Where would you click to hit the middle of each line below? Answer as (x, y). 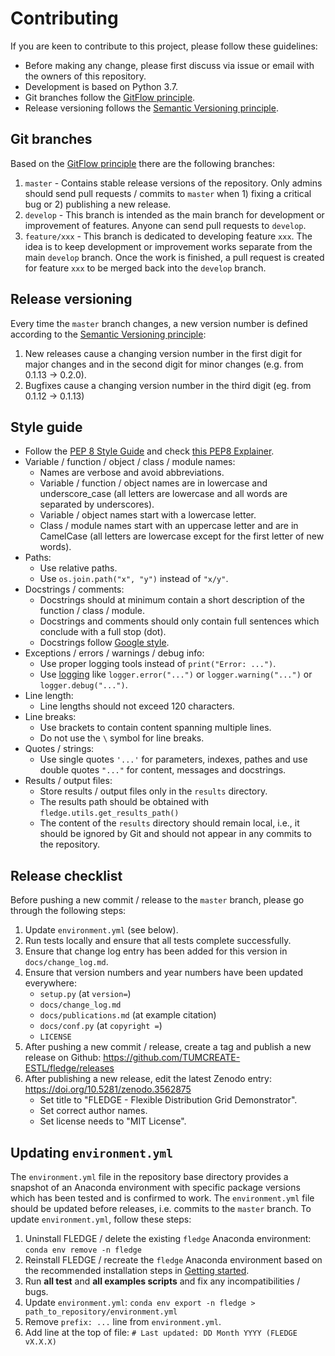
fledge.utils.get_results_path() (109, 813)
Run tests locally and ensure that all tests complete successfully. (158, 941)
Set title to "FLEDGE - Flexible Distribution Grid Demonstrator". (168, 1100)
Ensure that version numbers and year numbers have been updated (164, 973)
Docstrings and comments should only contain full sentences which (179, 621)
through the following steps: (68, 911)
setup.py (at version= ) (85, 994)
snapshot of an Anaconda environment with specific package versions (155, 1187)
